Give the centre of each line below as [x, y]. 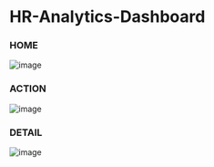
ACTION [28, 89]
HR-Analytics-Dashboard [107, 17]
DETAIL [26, 132]
